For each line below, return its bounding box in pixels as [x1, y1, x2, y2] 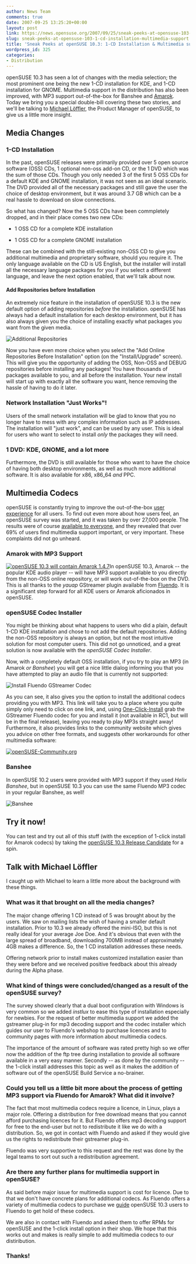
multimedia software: [6, 737, 57, 744]
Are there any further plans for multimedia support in [6, 1168, 159, 1176]
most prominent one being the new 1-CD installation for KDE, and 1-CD [6, 80, 176, 87]
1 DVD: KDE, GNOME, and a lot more [6, 445, 109, 454]
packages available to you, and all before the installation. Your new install [6, 372, 182, 379]
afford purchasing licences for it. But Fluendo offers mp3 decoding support [6, 1117, 187, 1124]
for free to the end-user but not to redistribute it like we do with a [6, 1123, 162, 1130]
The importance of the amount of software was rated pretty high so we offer [6, 1044, 190, 1051]
